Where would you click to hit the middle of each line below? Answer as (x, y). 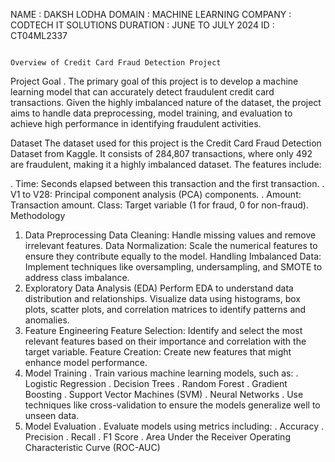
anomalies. (47, 320)
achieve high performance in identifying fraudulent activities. (136, 123)
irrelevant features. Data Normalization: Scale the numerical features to (171, 245)
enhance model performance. (86, 362)
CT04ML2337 (39, 35)
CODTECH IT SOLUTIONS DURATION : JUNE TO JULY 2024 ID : (142, 25)
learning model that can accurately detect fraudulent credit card (142, 92)
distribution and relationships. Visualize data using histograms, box (162, 298)
